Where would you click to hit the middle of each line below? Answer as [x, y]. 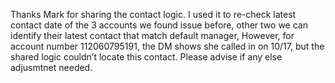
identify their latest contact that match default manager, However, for [152, 35]
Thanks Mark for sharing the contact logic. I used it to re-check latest [153, 14]
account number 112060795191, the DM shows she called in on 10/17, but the [167, 46]
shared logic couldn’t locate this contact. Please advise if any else [146, 57]
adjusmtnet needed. [51, 67]
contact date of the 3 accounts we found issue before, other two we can [159, 25]
